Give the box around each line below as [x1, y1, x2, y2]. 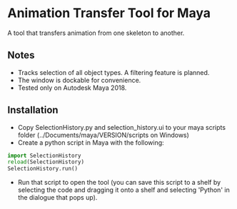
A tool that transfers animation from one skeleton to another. [7, 29, 185, 37]
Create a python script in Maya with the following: [17, 138, 164, 147]
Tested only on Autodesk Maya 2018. [17, 83, 127, 92]
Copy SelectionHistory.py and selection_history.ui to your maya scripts [17, 123, 226, 131]
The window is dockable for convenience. [17, 76, 141, 84]
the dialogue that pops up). [17, 193, 98, 202]
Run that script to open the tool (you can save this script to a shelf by [17, 178, 221, 187]
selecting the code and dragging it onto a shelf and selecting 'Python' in [17, 185, 230, 194]
